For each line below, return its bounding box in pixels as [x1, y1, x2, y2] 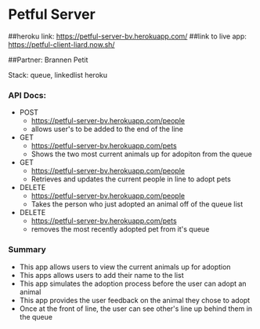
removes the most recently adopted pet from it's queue [31, 225, 210, 234]
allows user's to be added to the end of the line [31, 124, 184, 134]
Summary [8, 244, 47, 255]
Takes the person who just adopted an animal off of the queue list [31, 199, 244, 209]
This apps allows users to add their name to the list [19, 270, 184, 280]
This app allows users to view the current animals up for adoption [19, 261, 231, 272]
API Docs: [8, 90, 47, 101]
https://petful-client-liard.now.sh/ [8, 39, 115, 49]
